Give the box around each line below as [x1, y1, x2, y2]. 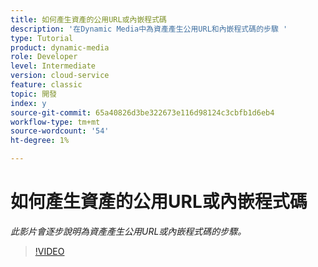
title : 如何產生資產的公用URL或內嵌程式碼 [10, 14, 167, 25]
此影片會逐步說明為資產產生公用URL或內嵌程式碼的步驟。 [10, 225, 247, 237]
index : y [10, 98, 47, 108]
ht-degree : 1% [10, 136, 70, 146]
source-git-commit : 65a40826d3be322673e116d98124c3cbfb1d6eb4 [10, 107, 275, 118]
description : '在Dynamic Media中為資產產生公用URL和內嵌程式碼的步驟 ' [10, 24, 288, 34]
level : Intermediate [10, 61, 97, 71]
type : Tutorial [10, 33, 74, 43]
